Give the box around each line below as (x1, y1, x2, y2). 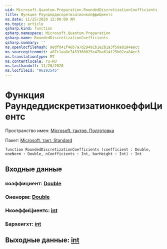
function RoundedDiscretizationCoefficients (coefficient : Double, (5, 147, 151, 152)
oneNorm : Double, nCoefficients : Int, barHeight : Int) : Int (5, 151, 142, 156)
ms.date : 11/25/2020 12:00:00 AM (5, 17, 75, 22)
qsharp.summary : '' (5, 40, 46, 45)
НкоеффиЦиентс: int (5, 207, 57, 214)
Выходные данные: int (5, 236, 79, 244)
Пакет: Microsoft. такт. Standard (5, 137, 72, 143)
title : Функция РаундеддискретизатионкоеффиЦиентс (5, 12, 113, 17)
